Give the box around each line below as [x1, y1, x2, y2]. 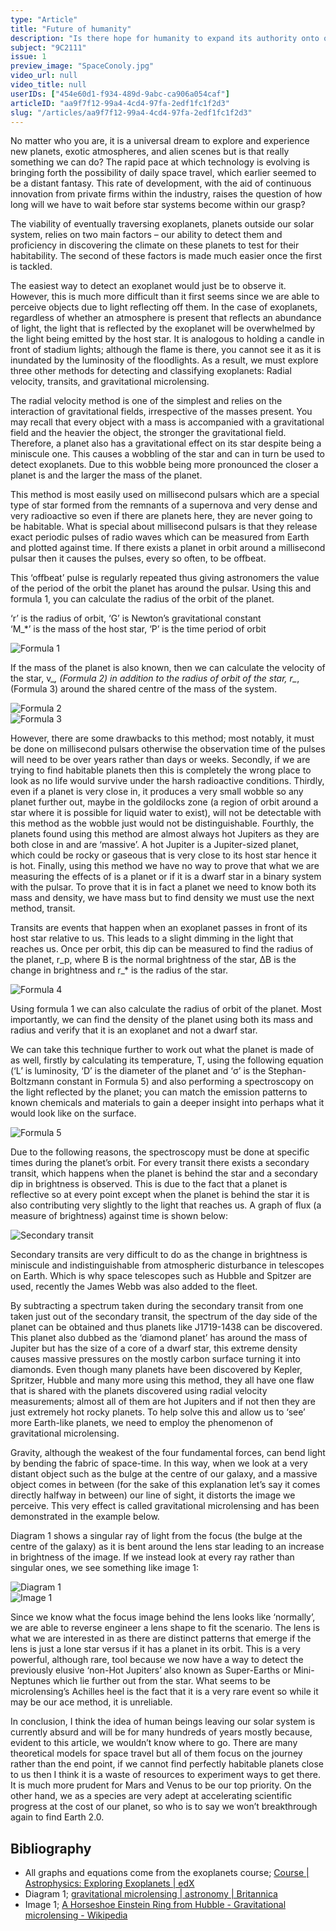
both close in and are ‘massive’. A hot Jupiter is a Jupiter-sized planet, [10, 839, 300, 851]
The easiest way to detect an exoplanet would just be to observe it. [10, 280, 287, 292]
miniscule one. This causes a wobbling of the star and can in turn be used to [10, 448, 326, 460]
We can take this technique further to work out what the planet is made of [10, 1044, 315, 1056]
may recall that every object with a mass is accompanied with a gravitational [10, 416, 325, 428]
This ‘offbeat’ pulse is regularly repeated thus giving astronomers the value [10, 572, 320, 584]
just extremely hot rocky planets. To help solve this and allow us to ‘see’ [10, 1406, 306, 1418]
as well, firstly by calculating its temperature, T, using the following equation [10, 1054, 324, 1066]
